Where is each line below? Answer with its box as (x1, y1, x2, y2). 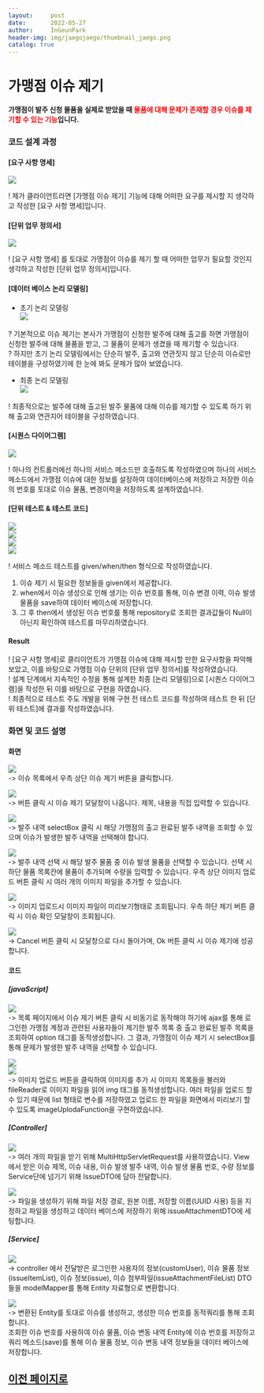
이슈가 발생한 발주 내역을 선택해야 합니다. (22, 833, 150, 842)
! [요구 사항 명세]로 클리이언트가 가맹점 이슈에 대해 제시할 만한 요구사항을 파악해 (8, 655, 253, 664)
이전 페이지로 (8, 1372, 69, 1386)
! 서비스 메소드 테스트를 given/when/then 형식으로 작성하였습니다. (8, 562, 213, 570)
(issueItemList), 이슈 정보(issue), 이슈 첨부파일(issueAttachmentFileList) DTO (8, 1273, 252, 1283)
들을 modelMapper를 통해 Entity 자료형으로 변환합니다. (8, 1283, 180, 1292)
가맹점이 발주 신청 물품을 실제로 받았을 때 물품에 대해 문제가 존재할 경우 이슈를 (8, 105, 244, 114)
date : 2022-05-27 (8, 19, 87, 27)
